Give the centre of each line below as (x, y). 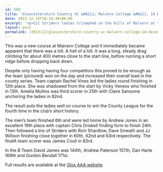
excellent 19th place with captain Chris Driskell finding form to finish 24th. (79, 125)
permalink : (16, 32)
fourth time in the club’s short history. (42, 111)
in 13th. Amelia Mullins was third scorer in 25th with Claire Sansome (73, 91)
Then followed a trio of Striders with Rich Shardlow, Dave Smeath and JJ (78, 131)
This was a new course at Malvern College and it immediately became (75, 46)
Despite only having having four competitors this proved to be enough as (78, 70)
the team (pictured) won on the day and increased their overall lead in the (78, 76)
